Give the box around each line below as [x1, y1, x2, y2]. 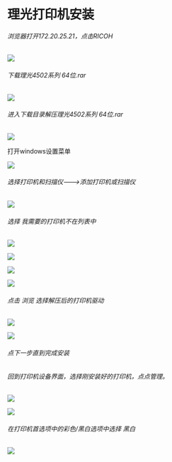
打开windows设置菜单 [7, 146, 71, 155]
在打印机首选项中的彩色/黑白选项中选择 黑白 [7, 424, 136, 433]
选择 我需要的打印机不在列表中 [7, 217, 96, 225]
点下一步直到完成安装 [7, 349, 69, 357]
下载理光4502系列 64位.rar [7, 70, 86, 79]
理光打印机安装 [7, 6, 95, 23]
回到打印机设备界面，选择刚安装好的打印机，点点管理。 [7, 372, 168, 380]
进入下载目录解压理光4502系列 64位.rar [7, 110, 124, 119]
